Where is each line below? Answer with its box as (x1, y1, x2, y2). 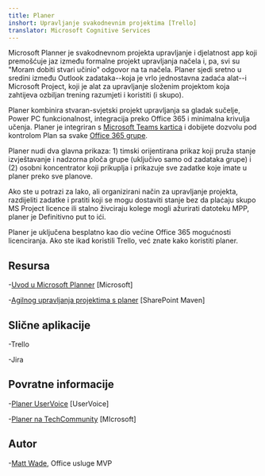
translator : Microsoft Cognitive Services (8, 26, 151, 34)
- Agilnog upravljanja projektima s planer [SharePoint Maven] (8, 295, 205, 305)
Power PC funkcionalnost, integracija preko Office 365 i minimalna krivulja (8, 114, 250, 124)
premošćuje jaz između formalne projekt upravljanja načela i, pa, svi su (8, 56, 240, 66)
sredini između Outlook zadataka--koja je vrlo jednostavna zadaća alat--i (8, 73, 248, 83)
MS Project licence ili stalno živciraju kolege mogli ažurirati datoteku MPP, (8, 204, 250, 213)
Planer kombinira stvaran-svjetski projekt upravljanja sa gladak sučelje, (8, 106, 240, 115)
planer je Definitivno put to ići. (8, 212, 106, 222)
